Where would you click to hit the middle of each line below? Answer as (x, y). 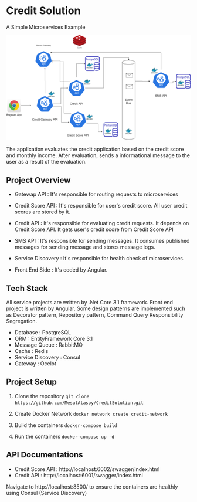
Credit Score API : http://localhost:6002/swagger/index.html (87, 469)
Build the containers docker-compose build (66, 425)
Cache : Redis (31, 351)
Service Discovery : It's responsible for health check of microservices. (99, 259)
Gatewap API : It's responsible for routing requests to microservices (96, 194)
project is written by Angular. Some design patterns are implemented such (96, 308)
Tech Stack (27, 288)
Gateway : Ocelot (35, 364)
